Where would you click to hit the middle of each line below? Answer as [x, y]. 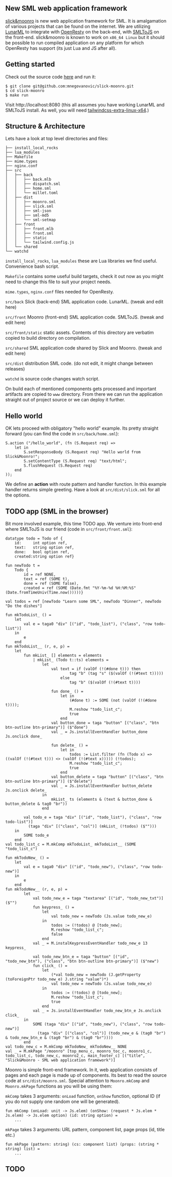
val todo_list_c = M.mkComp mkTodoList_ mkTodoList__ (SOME [71, 844]
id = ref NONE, [40, 575]
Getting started [30, 65]
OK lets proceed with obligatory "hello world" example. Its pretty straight [82, 428]
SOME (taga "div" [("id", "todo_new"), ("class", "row [92, 1024]
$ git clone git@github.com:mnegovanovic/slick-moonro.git [70, 86]
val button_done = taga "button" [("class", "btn [105, 723]
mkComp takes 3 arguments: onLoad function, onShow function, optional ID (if [83, 1096]
